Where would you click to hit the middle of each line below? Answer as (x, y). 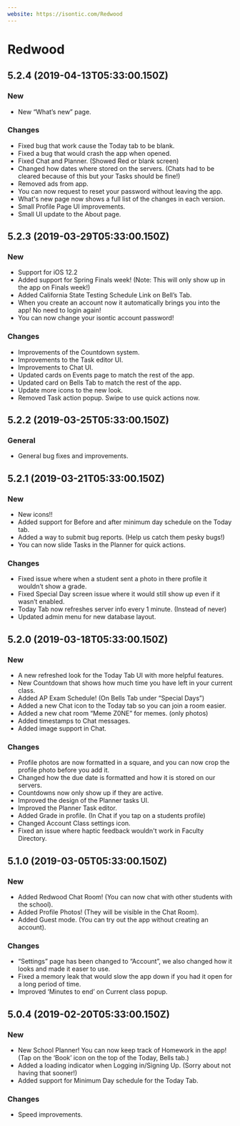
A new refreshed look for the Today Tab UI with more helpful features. (120, 676)
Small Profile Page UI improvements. (71, 206)
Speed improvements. (50, 1115)
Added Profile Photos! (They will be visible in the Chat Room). (108, 912)
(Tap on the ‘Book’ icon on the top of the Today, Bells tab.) (103, 1058)
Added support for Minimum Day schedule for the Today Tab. (108, 1081)
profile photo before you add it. (64, 770)
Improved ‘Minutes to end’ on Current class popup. (92, 992)
